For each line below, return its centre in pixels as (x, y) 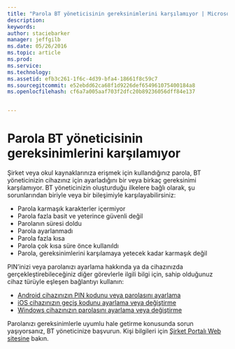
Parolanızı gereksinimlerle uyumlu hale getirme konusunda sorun (100, 324)
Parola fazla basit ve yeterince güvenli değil (80, 216)
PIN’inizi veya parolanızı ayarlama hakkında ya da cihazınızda (95, 267)
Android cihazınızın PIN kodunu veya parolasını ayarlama (99, 295)
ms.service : (24, 66)
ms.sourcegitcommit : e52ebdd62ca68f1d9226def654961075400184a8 (101, 85)
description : (26, 20)
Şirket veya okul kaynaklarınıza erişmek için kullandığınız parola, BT (104, 173)
